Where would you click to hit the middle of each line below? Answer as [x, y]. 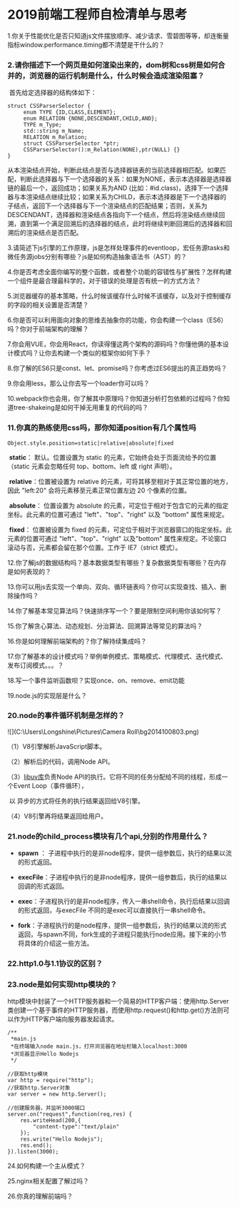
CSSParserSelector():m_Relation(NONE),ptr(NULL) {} [102, 150]
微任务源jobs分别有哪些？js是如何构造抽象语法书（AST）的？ [97, 257]
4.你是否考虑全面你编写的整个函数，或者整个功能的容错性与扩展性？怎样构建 [119, 272]
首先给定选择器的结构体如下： [53, 93]
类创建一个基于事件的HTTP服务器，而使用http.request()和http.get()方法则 [115, 1010]
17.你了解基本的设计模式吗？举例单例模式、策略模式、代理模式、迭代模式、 [117, 656]
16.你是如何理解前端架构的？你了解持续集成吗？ [77, 641]
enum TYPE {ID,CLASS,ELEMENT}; [70, 112]
